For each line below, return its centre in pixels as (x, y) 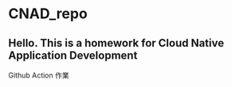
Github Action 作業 (39, 75)
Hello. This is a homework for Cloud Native (116, 43)
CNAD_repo (48, 14)
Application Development (73, 55)
